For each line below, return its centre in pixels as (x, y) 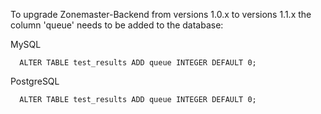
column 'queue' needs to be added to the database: (117, 25)
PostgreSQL (35, 81)
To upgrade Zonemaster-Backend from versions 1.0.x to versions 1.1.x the (161, 14)
